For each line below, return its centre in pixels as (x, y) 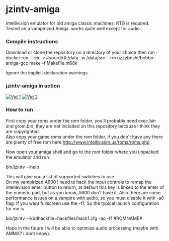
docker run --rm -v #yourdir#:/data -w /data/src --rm (61, 58)
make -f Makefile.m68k (53, 63)
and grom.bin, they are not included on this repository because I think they (83, 126)
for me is (15, 208)
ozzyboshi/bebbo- (136, 58)
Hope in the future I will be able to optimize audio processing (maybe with (82, 228)
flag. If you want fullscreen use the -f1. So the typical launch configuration (82, 203)
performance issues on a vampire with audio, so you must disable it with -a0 (85, 198)
